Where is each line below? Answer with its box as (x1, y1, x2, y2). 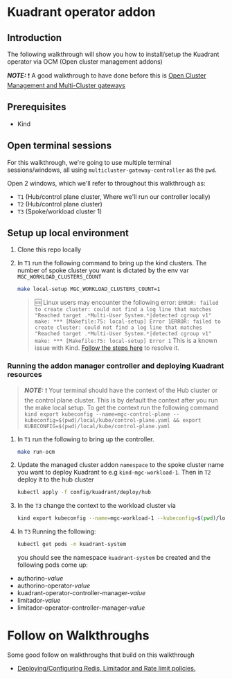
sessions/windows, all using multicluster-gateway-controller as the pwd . (7, 166, 217, 174)
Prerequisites (7, 101, 66, 113)
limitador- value (17, 597, 61, 605)
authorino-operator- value (17, 581, 91, 590)
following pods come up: (17, 561, 89, 569)
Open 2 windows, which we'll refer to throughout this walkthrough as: (7, 179, 206, 187)
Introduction (7, 32, 62, 44)
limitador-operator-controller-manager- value (17, 603, 145, 612)
